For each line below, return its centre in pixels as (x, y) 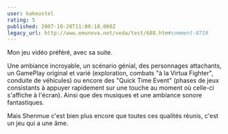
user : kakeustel (30, 13)
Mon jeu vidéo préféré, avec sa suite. (60, 52)
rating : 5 (21, 20)
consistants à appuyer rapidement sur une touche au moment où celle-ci (111, 88)
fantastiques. (26, 103)
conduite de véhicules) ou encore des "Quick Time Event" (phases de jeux (113, 81)
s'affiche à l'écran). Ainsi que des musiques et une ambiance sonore (105, 95)
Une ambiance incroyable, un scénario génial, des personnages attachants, (115, 66)
